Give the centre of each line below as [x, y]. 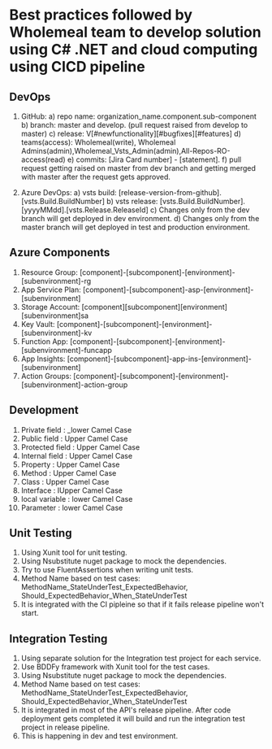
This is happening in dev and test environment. [99, 736]
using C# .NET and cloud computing [134, 50]
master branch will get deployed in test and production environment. [135, 227]
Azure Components [60, 253]
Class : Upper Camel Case [65, 481]
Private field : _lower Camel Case [76, 429]
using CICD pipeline [77, 67]
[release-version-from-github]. [170, 192]
